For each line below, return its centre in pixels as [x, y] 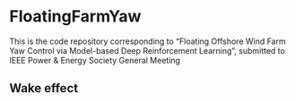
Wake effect [44, 88]
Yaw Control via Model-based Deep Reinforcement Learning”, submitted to [147, 50]
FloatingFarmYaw [75, 17]
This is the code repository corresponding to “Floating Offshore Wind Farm [147, 41]
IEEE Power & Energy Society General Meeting [95, 60]
